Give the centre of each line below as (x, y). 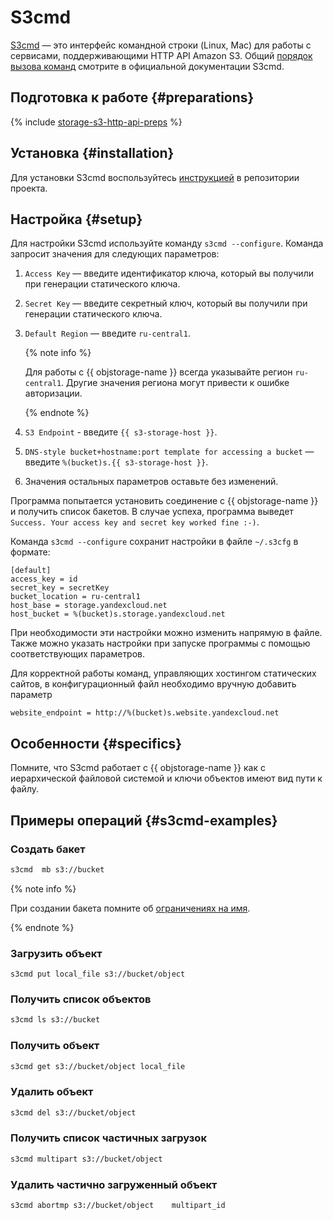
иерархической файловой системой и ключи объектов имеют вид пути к (166, 778)
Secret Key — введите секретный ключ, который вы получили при (166, 303)
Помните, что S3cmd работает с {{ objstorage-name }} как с (138, 768)
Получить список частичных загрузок (108, 1138)
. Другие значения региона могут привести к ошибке (175, 383)
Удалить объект (52, 1092)
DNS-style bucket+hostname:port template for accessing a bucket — (169, 452)
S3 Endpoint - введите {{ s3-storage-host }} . (121, 432)
